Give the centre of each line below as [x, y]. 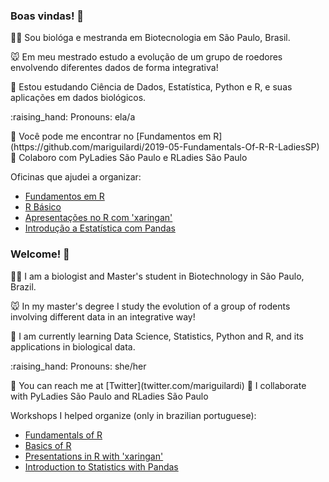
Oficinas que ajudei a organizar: [76, 177]
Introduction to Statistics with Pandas [101, 466]
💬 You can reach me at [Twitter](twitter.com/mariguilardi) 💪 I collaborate [158, 385]
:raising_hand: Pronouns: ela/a [73, 117]
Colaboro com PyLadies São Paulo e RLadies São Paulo [133, 158]
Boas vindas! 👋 [47, 16]
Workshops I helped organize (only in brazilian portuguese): [133, 415]
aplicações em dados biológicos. [78, 98]
